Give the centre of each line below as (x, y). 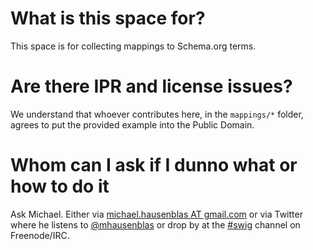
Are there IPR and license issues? (151, 86)
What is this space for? (108, 18)
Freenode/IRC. (40, 235)
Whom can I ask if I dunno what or (154, 165)
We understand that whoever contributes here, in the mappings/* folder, (157, 114)
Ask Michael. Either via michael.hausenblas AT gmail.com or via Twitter (156, 214)
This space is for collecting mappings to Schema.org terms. (133, 46)
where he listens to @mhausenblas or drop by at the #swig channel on (155, 224)
